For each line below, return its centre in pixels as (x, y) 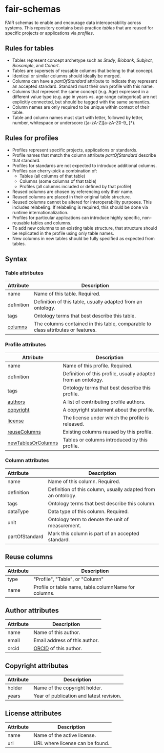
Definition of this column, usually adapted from (102, 489)
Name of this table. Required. (67, 294)
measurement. (65, 525)
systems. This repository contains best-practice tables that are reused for (79, 27)
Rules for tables (30, 48)
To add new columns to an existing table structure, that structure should (84, 228)
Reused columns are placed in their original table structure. (72, 196)
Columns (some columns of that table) (58, 181)
